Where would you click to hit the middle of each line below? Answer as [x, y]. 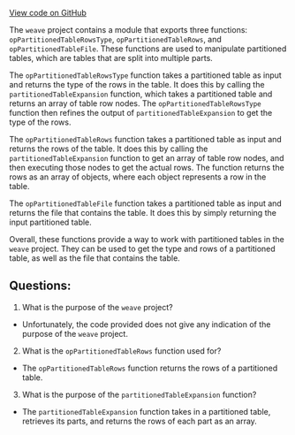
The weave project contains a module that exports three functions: [129, 30]
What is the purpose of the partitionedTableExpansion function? [139, 394]
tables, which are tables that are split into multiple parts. [111, 58]
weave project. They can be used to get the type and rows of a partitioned [142, 248]
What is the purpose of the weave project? [98, 307]
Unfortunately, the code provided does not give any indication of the [146, 324]
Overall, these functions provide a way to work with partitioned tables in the [147, 239]
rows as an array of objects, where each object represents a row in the [138, 177]
